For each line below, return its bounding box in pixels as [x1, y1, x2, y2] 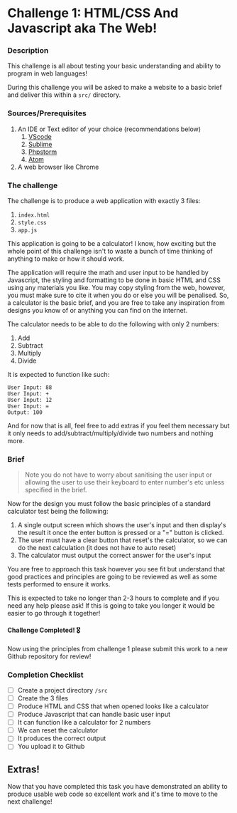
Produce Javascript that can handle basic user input [17, 710, 171, 719]
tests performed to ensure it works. [7, 580, 111, 589]
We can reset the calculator [17, 726, 99, 735]
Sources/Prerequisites [7, 108, 87, 118]
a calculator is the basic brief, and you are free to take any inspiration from [7, 299, 226, 307]
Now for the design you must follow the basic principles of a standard [7, 499, 211, 508]
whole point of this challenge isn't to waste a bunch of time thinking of [7, 247, 213, 256]
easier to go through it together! [7, 609, 101, 618]
